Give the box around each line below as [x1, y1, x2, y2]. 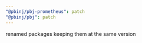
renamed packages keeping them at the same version [5, 30, 136, 37]
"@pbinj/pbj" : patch [5, 14, 57, 20]
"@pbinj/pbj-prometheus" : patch [5, 8, 85, 15]
